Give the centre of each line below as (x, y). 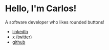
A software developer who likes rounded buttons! (55, 22)
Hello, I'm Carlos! (41, 9)
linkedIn (20, 31)
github (19, 42)
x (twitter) (22, 37)
